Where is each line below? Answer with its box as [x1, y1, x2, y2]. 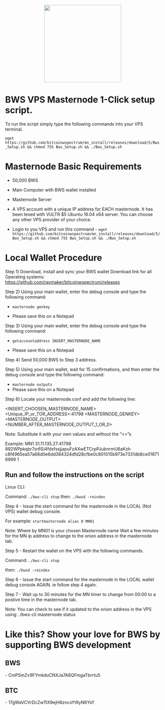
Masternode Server [12, 196, 52, 203]
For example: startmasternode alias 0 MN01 [5, 518, 95, 524]
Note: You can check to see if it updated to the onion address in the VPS [5, 606, 152, 612]
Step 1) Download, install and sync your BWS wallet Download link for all [5, 268, 152, 274]
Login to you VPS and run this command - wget [12, 226, 107, 232]
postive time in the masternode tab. [5, 597, 77, 603]
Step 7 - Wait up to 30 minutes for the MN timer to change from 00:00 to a [5, 591, 156, 597]
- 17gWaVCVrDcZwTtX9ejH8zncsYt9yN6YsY [5, 700, 95, 706]
